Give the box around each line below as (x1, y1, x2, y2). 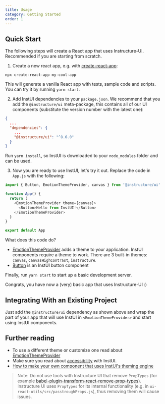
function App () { (5, 191, 41, 196)
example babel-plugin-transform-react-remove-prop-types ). (17, 378, 142, 384)
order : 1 (5, 16, 23, 21)
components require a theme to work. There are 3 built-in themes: (12, 252, 148, 258)
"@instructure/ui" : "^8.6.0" (14, 134, 74, 139)
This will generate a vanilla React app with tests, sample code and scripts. (5, 81, 156, 87)
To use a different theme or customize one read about (12, 347, 123, 353)
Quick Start (5, 35, 41, 43)
